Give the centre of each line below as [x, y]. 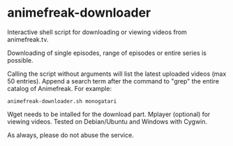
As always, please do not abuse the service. [70, 135]
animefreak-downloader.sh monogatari [62, 101]
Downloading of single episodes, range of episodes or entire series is [107, 53]
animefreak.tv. [28, 39]
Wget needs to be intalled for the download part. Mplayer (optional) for [109, 114]
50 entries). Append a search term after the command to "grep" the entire [113, 81]
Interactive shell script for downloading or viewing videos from [97, 32]
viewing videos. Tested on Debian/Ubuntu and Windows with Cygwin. [107, 121]
